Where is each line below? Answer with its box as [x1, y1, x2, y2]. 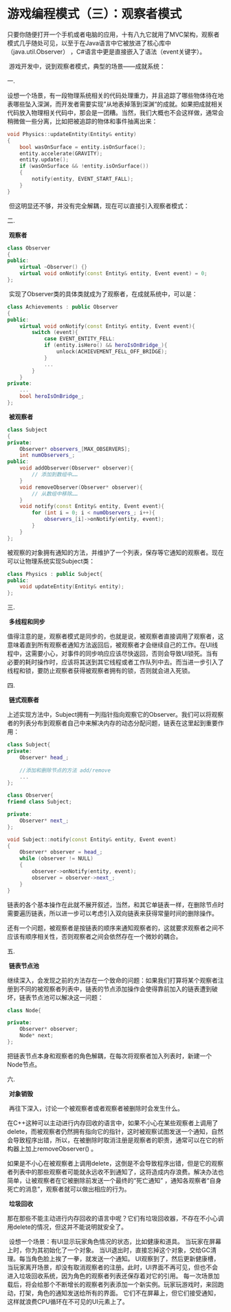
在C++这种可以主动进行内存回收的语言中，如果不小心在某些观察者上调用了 [7, 1118, 219, 1127]
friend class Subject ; [7, 799, 72, 805]
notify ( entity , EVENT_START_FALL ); [32, 176, 134, 183]
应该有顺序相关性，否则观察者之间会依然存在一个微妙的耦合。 [7, 932, 182, 940]
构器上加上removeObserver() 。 [7, 1144, 98, 1153]
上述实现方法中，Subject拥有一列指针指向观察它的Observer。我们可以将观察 [7, 711, 224, 719]
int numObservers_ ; [19, 452, 76, 459]
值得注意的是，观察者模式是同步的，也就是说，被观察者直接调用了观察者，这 [7, 632, 224, 641]
